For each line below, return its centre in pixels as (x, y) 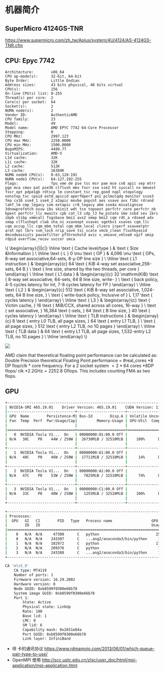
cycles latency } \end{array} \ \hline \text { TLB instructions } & (68, 316)
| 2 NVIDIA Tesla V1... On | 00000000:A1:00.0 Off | (66, 471)
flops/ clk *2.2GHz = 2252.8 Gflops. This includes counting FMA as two (78, 371)
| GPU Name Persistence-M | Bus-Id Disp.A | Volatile (76, 417)
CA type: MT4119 (31, 571)
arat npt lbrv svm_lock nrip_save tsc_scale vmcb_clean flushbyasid (76, 231)
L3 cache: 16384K (35, 170)
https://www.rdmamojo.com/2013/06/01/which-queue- (100, 649)
